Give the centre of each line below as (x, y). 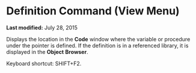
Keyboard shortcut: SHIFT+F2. (44, 63)
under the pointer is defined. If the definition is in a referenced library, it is (97, 45)
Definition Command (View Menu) (93, 11)
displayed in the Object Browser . (47, 51)
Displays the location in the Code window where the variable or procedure (98, 39)
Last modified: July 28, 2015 (42, 28)
